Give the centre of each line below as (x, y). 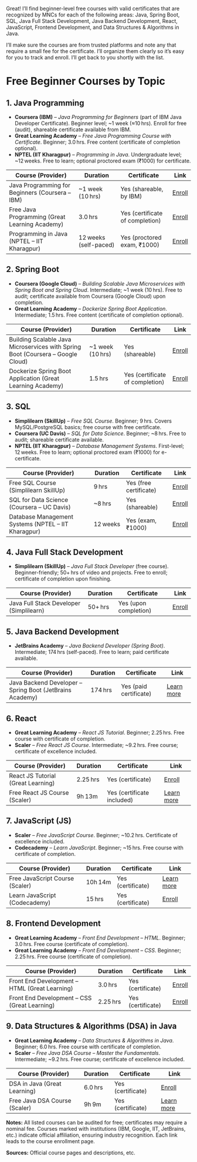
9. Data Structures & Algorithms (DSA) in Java (91, 1026)
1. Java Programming (45, 103)
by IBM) (131, 196)
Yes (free (138, 483)
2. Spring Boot (33, 269)
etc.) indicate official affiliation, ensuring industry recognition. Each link (92, 1135)
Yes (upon (132, 603)
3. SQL (18, 406)
